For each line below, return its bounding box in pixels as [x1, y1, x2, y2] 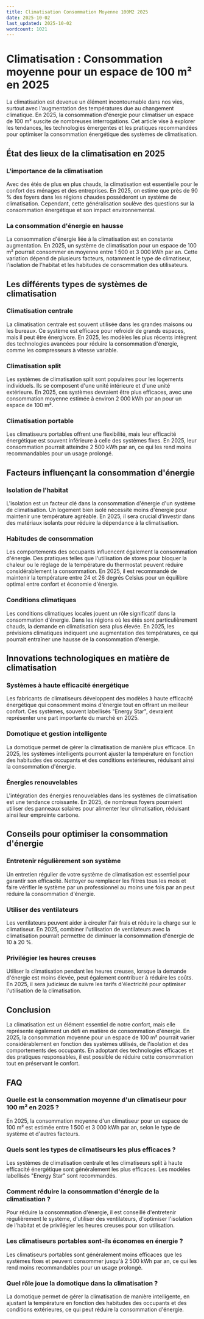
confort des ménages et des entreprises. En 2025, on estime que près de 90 [6, 187, 198, 194]
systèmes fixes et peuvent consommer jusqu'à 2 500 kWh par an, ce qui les [6, 1257, 197, 1265]
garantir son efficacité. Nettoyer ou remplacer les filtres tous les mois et [6, 877, 187, 884]
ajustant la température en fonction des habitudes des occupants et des [6, 1299, 187, 1306]
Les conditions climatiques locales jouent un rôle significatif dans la [6, 610, 176, 617]
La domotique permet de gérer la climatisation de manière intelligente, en [6, 1293, 190, 1300]
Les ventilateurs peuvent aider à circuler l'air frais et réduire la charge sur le [6, 919, 196, 926]
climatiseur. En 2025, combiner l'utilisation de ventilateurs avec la [6, 926, 171, 933]
